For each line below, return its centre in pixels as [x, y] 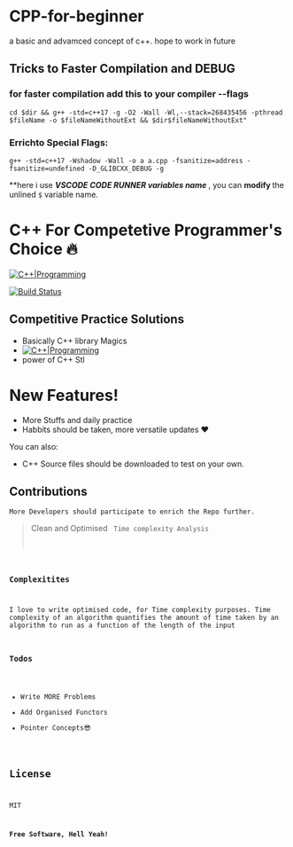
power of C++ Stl [54, 359]
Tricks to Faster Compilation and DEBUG [123, 69]
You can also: [34, 446]
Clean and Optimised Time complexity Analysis [120, 529]
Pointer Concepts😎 [56, 728]
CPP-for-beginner [77, 16]
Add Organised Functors [64, 712]
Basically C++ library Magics [74, 341]
